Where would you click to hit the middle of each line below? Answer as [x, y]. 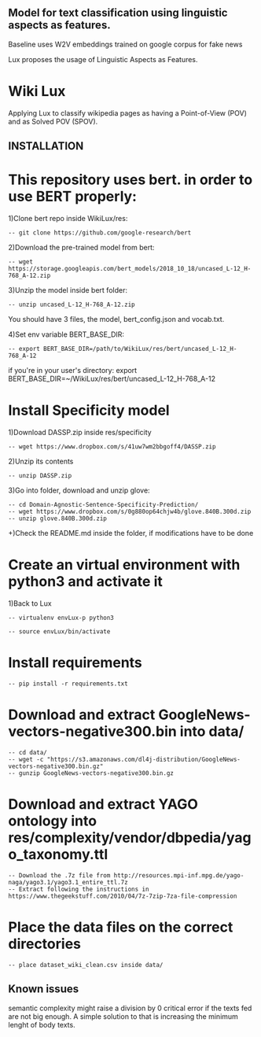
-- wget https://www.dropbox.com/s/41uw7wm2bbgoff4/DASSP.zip [112, 447]
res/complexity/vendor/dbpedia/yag [130, 838]
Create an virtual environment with [124, 565]
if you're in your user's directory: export [73, 371]
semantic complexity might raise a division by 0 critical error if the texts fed [130, 1008]
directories [44, 944]
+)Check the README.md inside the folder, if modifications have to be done [131, 533]
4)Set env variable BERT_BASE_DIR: [66, 334]
